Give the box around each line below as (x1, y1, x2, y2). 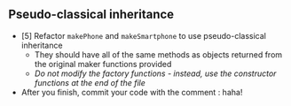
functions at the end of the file (34, 77, 145, 87)
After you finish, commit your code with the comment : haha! (20, 87, 243, 97)
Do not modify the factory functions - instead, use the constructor (34, 68, 277, 79)
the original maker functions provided (34, 58, 172, 69)
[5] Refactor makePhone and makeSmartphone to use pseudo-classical (20, 30, 267, 41)
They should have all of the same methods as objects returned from (34, 49, 283, 60)
